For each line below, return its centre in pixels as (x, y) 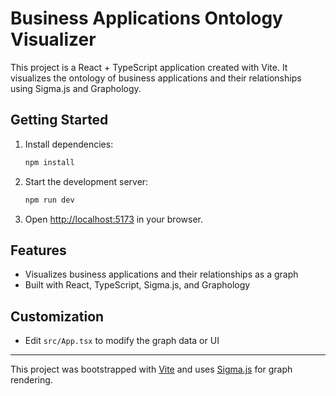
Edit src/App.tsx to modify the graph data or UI (122, 341)
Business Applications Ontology (146, 18)
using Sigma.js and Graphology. (76, 88)
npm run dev (49, 200)
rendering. (31, 380)
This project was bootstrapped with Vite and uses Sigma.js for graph (151, 369)
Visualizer (53, 39)
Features (38, 250)
